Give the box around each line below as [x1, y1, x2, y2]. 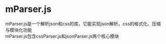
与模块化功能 [5, 26, 32, 33]
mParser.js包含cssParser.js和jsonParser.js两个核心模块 [5, 33, 119, 39]
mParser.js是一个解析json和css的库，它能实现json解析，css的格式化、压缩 [5, 20, 161, 26]
